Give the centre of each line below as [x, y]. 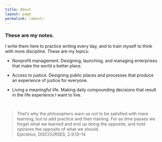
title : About [18, 9]
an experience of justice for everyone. [50, 80]
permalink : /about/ [25, 18]
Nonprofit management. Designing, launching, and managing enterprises [85, 61]
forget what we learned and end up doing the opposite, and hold [81, 124]
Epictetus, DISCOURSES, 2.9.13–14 [51, 134]
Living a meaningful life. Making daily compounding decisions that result [84, 90]
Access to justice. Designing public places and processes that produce [83, 75]
